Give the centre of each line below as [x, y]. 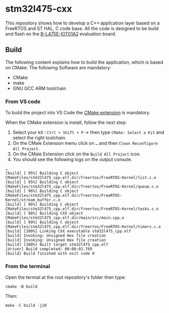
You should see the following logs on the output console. [73, 160]
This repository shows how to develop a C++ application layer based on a [82, 23]
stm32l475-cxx [39, 9]
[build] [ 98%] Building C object [42, 204]
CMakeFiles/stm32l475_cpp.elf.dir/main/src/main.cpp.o [65, 218]
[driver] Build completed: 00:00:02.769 [49, 249]
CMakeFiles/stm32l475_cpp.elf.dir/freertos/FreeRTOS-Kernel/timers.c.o [83, 227]
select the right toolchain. [40, 138]
